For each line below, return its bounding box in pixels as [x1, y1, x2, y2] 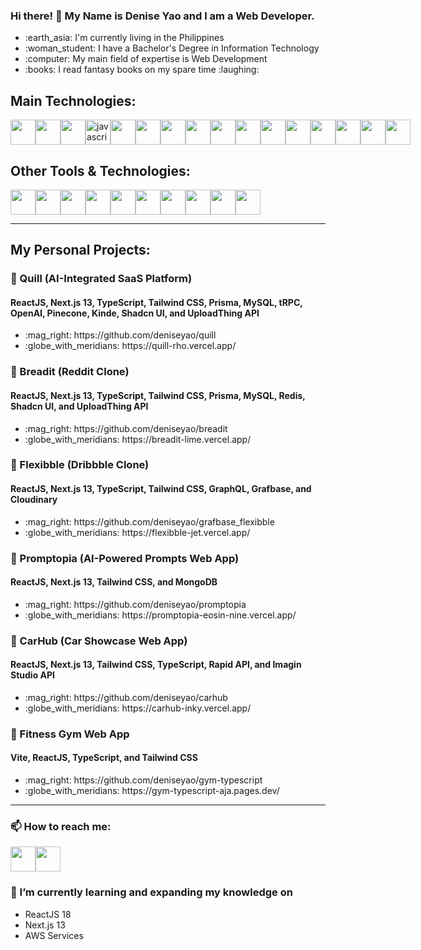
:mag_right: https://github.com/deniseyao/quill [24, 329, 217, 341]
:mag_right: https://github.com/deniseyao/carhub [24, 691, 228, 703]
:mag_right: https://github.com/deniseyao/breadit [24, 422, 228, 434]
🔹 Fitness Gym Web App [10, 727, 130, 741]
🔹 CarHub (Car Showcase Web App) [10, 634, 188, 648]
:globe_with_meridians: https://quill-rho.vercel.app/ [24, 340, 237, 352]
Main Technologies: [10, 92, 137, 109]
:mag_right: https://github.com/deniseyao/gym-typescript [24, 774, 263, 786]
